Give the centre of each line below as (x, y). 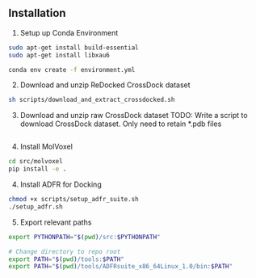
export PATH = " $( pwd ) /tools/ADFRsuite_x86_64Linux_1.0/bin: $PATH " (120, 267)
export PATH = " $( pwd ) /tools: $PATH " (67, 259)
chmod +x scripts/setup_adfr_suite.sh (73, 200)
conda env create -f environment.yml (72, 69)
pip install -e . (38, 169)
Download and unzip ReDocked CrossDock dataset (105, 85)
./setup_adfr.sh (36, 206)
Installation (37, 13)
